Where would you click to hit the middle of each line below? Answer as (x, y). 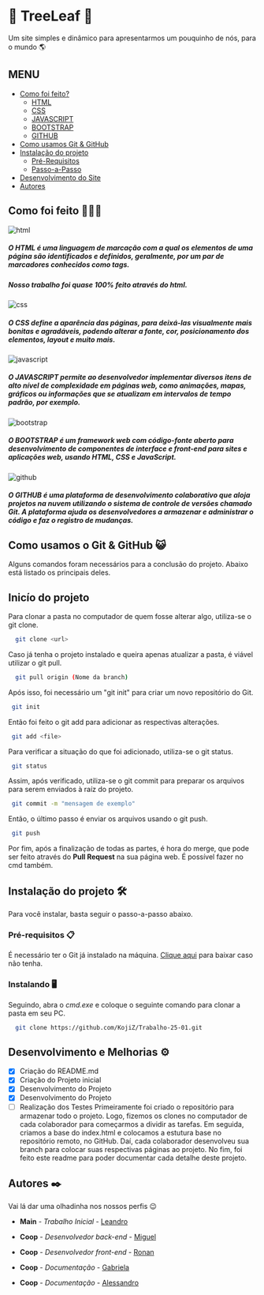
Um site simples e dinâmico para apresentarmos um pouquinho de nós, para (132, 38)
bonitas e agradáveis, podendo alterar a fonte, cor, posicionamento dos (129, 331)
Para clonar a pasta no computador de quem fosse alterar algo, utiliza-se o (130, 617)
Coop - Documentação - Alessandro (79, 1283)
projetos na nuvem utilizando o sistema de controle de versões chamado (130, 504)
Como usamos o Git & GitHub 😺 (87, 545)
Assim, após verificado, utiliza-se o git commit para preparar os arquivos (126, 781)
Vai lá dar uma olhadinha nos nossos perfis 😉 (83, 1207)
